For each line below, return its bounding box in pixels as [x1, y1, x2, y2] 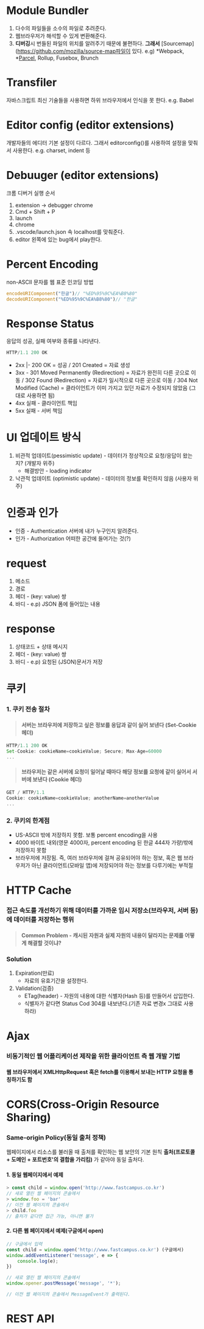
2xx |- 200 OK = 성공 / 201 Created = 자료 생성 [15, 362, 130, 369]
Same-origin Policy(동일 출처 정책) [6, 1133, 107, 1141]
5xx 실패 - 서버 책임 [15, 407, 63, 415]
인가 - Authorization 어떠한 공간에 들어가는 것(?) [15, 535, 131, 542]
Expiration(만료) [15, 969, 55, 977]
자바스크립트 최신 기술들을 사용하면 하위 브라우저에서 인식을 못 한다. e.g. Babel [6, 96, 194, 103]
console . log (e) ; [17, 1258, 59, 1264]
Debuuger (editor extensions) [6, 169, 160, 182]
